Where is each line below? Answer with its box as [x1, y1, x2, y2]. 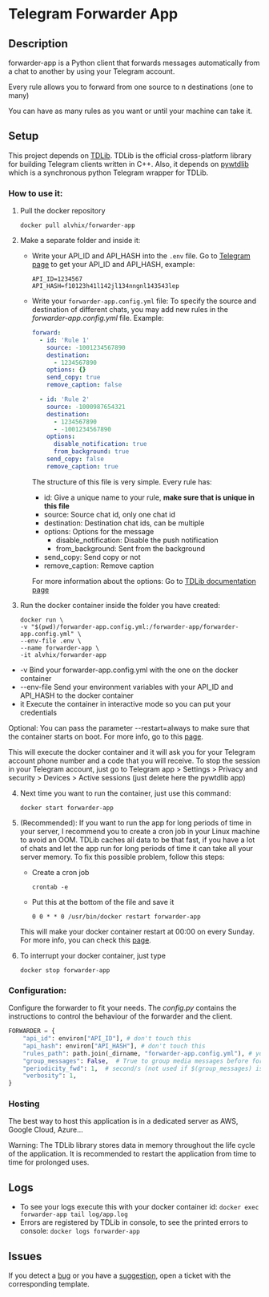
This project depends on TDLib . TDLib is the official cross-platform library [8, 150, 252, 160]
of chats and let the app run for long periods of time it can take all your [19, 843, 254, 853]
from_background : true [53, 448, 130, 456]
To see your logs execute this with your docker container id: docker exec [19, 1202, 259, 1212]
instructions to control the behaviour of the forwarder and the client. [8, 1011, 233, 1021]
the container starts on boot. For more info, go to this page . [8, 732, 204, 741]
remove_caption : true [46, 462, 118, 470]
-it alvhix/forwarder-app [19, 651, 106, 659]
